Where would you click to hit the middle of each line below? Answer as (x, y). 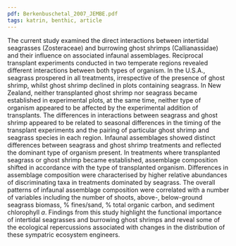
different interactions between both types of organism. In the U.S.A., (106, 70)
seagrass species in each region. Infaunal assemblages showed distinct (112, 137)
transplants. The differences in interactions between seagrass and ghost (113, 115)
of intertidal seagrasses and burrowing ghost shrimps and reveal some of (114, 219)
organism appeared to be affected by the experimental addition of (103, 108)
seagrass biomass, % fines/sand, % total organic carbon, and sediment (111, 205)
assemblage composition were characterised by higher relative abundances (117, 175)
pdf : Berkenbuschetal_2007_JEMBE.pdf (63, 14)
